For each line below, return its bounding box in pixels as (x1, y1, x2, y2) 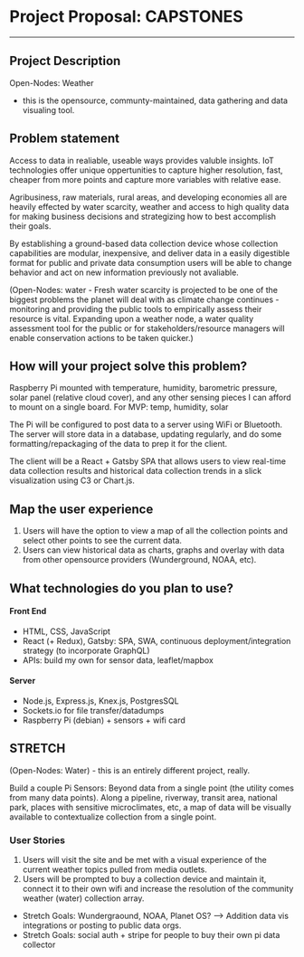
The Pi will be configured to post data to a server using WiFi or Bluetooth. (9, 419, 283, 431)
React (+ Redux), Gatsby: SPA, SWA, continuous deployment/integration (22, 635, 291, 646)
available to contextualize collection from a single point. (9, 811, 217, 822)
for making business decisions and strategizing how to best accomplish (9, 211, 277, 222)
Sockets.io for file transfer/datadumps (22, 705, 165, 715)
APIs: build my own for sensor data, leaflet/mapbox (22, 654, 214, 666)
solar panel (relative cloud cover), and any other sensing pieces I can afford (9, 392, 291, 403)
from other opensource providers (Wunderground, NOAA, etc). (22, 554, 257, 565)
